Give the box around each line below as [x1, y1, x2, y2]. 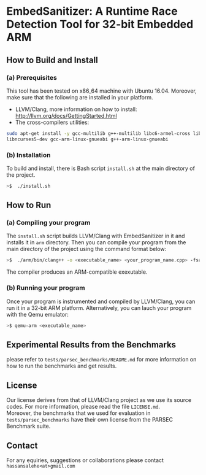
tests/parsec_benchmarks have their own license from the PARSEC [6, 416, 174, 423]
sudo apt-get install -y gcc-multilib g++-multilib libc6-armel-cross [6, 130, 191, 136]
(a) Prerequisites [6, 73, 57, 82]
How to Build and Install [6, 55, 98, 65]
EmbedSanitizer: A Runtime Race [6, 4, 178, 18]
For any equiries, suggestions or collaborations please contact [6, 456, 164, 464]
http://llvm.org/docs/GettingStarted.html [15, 112, 118, 119]
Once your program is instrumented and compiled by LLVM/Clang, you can [6, 298, 196, 305]
